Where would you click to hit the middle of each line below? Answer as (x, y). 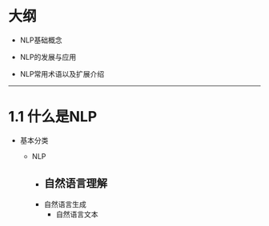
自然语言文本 (77, 214)
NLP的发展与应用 (48, 57)
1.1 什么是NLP (53, 117)
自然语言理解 (76, 183)
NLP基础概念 (41, 40)
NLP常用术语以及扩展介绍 (62, 73)
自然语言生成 (65, 204)
